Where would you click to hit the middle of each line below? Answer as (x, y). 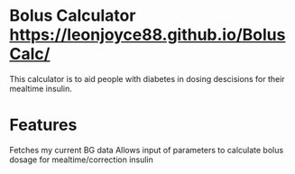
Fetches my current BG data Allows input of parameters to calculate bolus (147, 150)
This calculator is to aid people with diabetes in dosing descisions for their (147, 78)
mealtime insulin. (41, 88)
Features (43, 125)
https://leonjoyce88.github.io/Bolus (147, 35)
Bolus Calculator (73, 16)
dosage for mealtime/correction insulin (81, 160)
